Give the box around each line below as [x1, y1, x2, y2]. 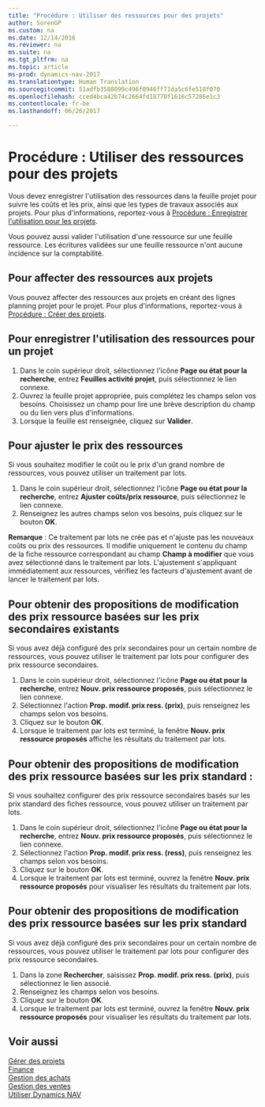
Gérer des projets [8, 1056, 65, 1065]
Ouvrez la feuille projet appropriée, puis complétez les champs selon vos [19, 391, 256, 400]
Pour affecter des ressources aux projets [8, 271, 214, 285]
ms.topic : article [8, 63, 69, 71]
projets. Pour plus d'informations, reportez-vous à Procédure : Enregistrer [8, 207, 248, 218]
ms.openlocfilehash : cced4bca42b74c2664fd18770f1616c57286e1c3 [8, 93, 221, 100]
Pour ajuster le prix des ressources [8, 438, 184, 452]
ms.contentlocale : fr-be [8, 100, 90, 108]
